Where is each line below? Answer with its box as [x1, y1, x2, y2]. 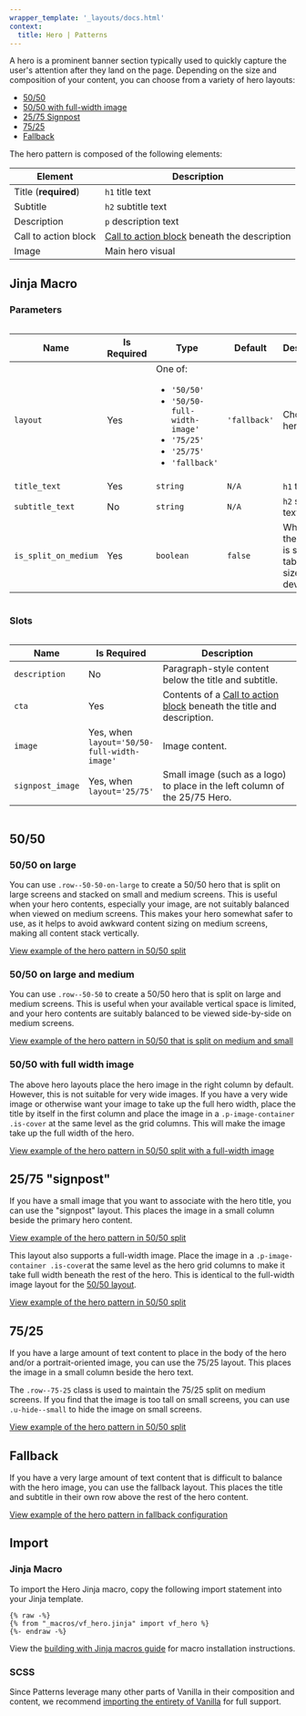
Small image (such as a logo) [162, 768, 287, 781]
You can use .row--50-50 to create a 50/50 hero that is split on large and [9, 989, 281, 1000]
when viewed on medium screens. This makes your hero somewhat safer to [9, 909, 293, 920]
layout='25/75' [87, 786, 155, 797]
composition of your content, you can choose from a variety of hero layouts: [9, 75, 296, 86]
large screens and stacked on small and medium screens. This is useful [9, 889, 278, 900]
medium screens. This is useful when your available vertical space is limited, [9, 999, 297, 1010]
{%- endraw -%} [9, 1627, 67, 1636]
